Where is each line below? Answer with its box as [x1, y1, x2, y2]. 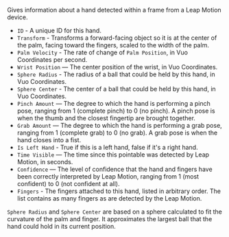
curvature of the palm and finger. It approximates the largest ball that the [7, 215, 213, 223]
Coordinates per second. [16, 56, 88, 64]
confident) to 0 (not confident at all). [16, 180, 120, 188]
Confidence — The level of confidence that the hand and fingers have [16, 165, 213, 173]
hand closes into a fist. [16, 136, 82, 144]
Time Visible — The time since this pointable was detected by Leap [16, 150, 210, 159]
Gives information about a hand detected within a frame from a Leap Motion [7, 6, 221, 14]
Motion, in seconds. [16, 158, 73, 166]
